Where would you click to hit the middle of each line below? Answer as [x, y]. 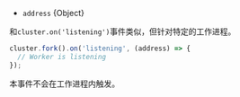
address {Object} [53, 13]
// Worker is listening [62, 57]
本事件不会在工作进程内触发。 [64, 84]
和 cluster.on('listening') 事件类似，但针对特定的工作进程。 [123, 31]
